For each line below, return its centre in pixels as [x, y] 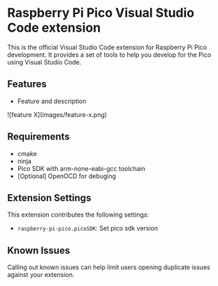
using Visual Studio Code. [44, 62]
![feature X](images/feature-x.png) [57, 114]
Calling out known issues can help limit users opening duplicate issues [109, 267]
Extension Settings [49, 198]
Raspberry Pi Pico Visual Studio [101, 13]
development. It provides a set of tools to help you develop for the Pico [109, 55]
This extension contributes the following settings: [78, 214]
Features [27, 84]
